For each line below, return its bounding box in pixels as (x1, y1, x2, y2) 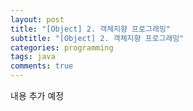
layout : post (10, 14, 65, 25)
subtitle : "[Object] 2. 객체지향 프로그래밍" (10, 33, 185, 43)
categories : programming (10, 42, 114, 53)
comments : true (10, 61, 74, 71)
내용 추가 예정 (10, 90, 65, 101)
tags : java (10, 52, 56, 62)
